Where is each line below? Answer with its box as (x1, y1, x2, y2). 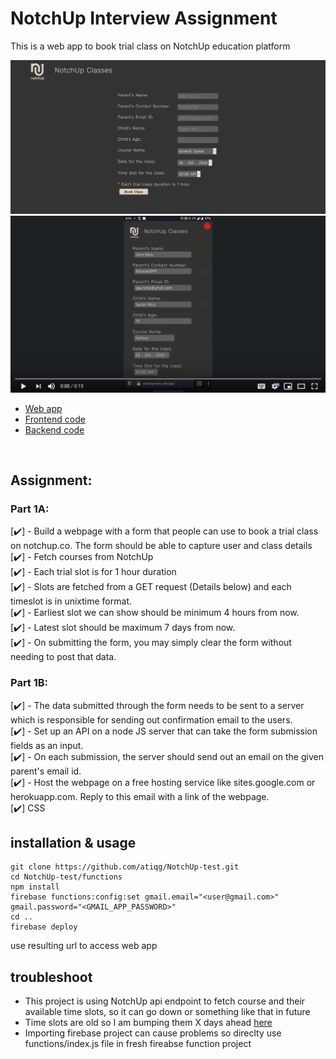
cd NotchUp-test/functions (10, 872, 123, 882)
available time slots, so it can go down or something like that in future (24, 1006, 311, 1018)
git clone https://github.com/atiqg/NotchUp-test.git (10, 862, 240, 872)
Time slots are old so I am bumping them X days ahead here (24, 1017, 273, 1029)
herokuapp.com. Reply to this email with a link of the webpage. (10, 790, 270, 802)
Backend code (24, 423, 85, 436)
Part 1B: (10, 676, 49, 690)
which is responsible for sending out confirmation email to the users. (10, 713, 293, 726)
